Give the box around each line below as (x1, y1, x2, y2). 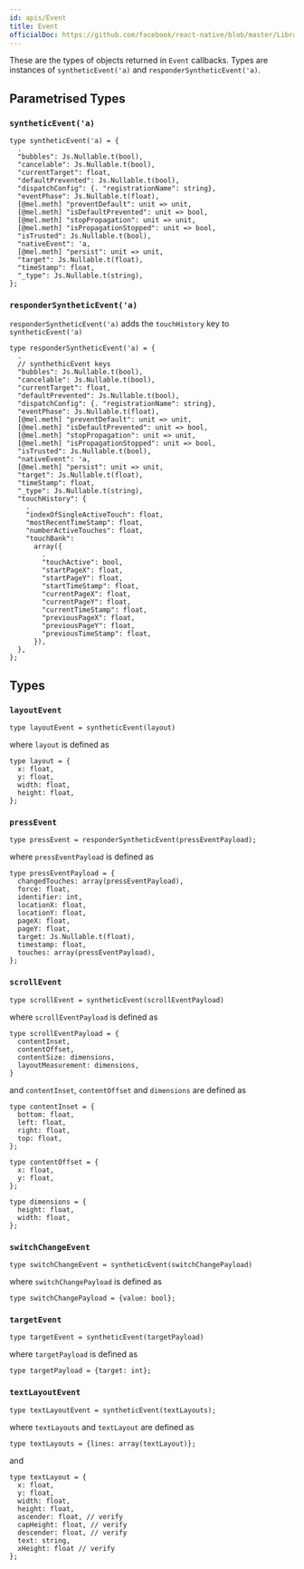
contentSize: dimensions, (17, 1052, 116, 1061)
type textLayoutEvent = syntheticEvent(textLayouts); (9, 1406, 217, 1415)
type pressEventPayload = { (9, 869, 116, 878)
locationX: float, (17, 901, 88, 910)
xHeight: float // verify (17, 1544, 116, 1553)
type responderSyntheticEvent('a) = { (9, 344, 156, 354)
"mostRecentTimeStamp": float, (25, 518, 144, 528)
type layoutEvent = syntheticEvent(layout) (9, 723, 176, 732)
